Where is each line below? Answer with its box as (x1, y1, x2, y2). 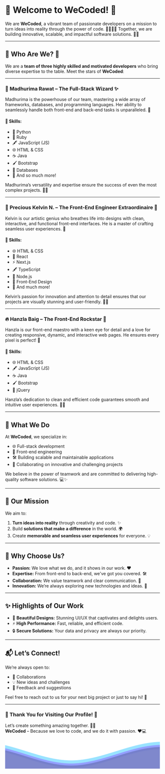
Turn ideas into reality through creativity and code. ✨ (12, 520, 121, 526)
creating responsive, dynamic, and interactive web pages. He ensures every (5, 332, 159, 338)
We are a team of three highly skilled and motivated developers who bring (5, 63, 158, 69)
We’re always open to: (5, 664, 50, 671)
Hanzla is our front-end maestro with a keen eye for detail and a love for (5, 327, 151, 333)
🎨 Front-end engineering (12, 449, 62, 455)
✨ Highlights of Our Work (5, 602, 84, 610)
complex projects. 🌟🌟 (5, 187, 48, 193)
